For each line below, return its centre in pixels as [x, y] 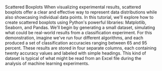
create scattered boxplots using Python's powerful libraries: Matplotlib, [76, 22]
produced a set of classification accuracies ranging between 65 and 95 [76, 43]
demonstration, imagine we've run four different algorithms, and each [74, 38]
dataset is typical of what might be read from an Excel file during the [73, 58]
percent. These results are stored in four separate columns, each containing [81, 48]
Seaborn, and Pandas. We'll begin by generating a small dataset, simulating [80, 28]
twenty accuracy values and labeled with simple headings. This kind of [76, 53]
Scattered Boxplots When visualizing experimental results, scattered [73, 7]
